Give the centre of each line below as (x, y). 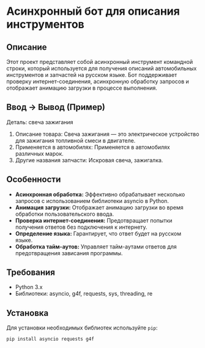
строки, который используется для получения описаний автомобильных (102, 68)
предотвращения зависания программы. (69, 253)
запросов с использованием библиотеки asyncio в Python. (92, 200)
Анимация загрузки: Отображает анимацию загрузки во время (99, 207)
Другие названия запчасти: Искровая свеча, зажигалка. (89, 160)
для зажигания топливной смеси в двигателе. (75, 140)
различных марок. (39, 153)
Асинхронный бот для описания (93, 11)
